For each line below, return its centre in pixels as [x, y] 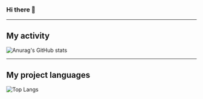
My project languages [48, 75]
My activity [28, 36]
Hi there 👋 [21, 10]
